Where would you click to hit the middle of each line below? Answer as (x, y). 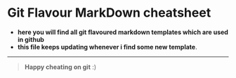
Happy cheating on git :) (60, 67)
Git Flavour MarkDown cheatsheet (109, 13)
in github (31, 39)
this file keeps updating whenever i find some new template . (107, 47)
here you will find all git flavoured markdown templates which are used (123, 32)
